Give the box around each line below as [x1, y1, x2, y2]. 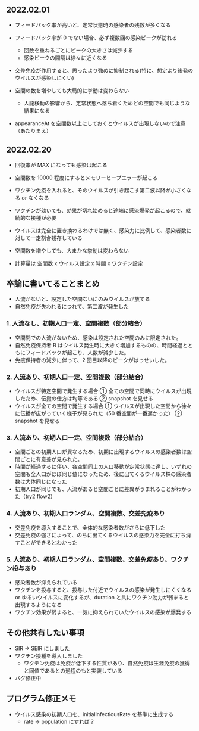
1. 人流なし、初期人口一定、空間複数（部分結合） [6, 319, 146, 328]
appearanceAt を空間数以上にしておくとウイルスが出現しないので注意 [14, 119, 186, 127]
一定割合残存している [30, 234, 83, 241]
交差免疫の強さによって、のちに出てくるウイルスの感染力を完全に [14, 531, 176, 539]
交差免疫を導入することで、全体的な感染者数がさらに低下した [14, 524, 166, 531]
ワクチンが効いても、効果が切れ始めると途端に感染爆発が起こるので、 [14, 207, 186, 214]
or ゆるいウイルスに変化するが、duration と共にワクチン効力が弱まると [14, 593, 189, 601]
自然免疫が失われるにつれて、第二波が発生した [14, 303, 129, 310]
